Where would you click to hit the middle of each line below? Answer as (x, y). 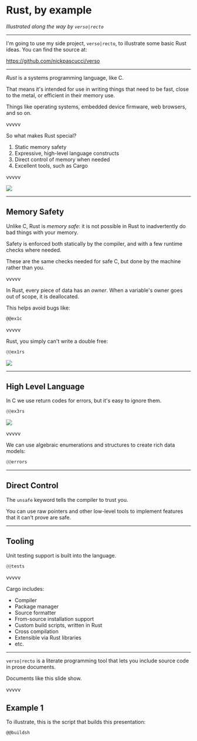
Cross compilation (36, 631)
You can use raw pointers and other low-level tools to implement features (95, 511)
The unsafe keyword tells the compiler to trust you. (67, 499)
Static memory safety (40, 147)
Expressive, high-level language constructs (67, 153)
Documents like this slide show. (44, 678)
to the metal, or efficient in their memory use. (61, 95)
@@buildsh (18, 733)
